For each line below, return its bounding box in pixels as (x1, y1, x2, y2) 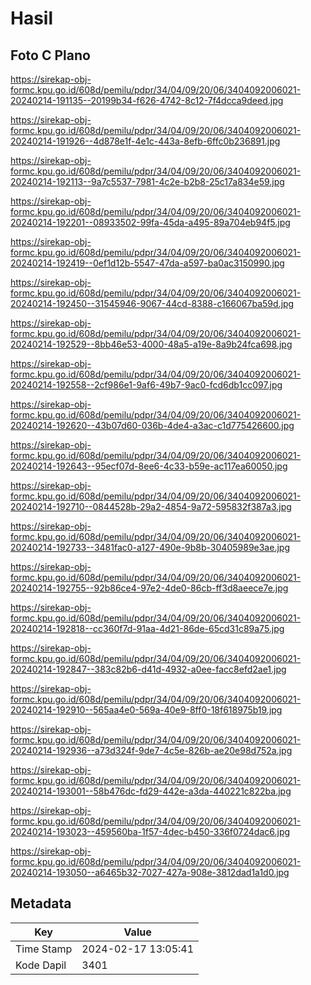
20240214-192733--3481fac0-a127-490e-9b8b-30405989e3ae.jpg (10, 542, 290, 553)
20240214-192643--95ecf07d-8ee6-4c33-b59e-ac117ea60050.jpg (10, 460, 288, 472)
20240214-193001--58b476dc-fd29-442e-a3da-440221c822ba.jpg (10, 785, 292, 797)
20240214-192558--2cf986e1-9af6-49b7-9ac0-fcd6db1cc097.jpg (10, 379, 283, 391)
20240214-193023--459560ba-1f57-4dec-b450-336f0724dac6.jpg (10, 826, 291, 837)
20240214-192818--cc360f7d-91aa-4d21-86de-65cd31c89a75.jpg (10, 623, 285, 634)
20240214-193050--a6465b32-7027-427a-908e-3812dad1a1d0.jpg (10, 867, 290, 878)
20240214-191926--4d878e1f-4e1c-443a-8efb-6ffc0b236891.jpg (10, 135, 281, 147)
